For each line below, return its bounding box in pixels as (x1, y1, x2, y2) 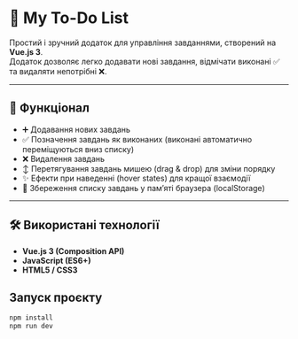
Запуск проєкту (9, 289, 103, 304)
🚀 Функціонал (9, 101, 90, 116)
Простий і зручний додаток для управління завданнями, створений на (9, 37, 277, 48)
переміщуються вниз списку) (21, 143, 135, 154)
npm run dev (9, 322, 53, 331)
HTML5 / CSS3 (21, 265, 78, 275)
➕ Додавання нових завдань (21, 124, 131, 135)
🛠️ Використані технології (9, 218, 160, 233)
